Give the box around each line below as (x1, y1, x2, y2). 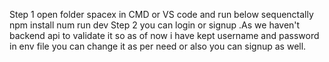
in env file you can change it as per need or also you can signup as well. (9, 40, 307, 52)
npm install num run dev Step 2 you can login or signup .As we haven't (9, 19, 301, 31)
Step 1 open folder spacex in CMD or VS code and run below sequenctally (9, 9, 314, 20)
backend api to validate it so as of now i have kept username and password (9, 30, 320, 41)
